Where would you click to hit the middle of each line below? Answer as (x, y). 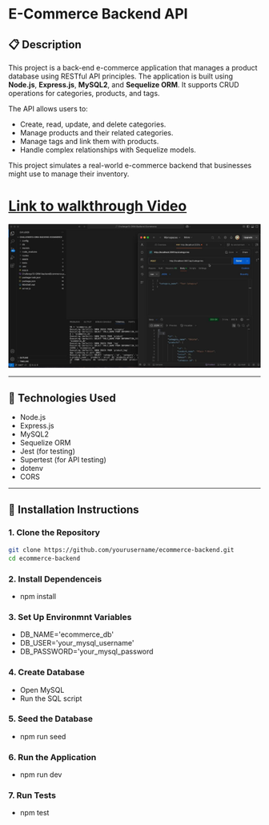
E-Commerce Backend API (98, 14)
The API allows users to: (48, 109)
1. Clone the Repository (54, 532)
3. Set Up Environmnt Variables (70, 617)
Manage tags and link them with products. (89, 141)
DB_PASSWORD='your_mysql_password (86, 652)
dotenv (32, 469)
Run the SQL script (51, 698)
